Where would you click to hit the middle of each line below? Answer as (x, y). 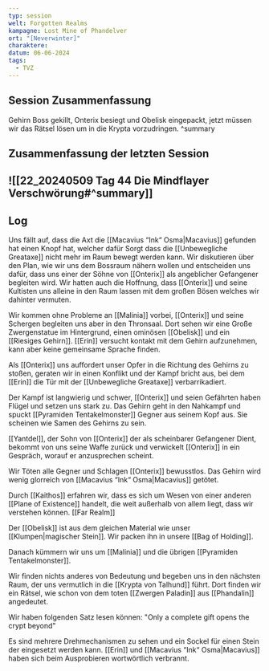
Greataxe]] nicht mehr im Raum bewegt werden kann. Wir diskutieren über (131, 257)
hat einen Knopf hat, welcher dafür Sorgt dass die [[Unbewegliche (118, 249)
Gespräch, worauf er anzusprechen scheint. (81, 456)
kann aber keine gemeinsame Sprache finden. (84, 349)
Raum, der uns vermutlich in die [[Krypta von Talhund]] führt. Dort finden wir (135, 585)
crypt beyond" (32, 626)
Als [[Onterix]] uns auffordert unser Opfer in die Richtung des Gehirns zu (128, 365)
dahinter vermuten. (40, 300)
